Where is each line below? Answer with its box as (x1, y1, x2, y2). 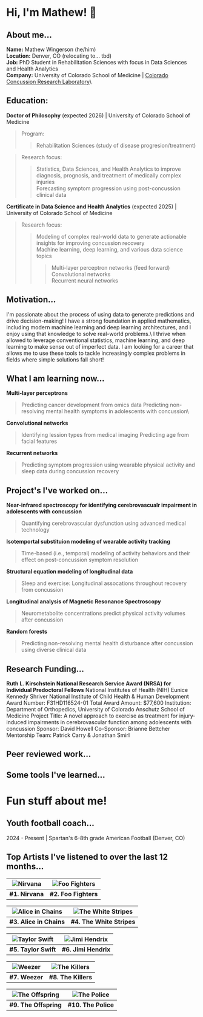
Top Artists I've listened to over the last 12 (6, 852, 168, 862)
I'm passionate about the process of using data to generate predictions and (6, 310, 195, 318)
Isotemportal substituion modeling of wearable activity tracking (6, 538, 171, 546)
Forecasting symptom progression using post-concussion (36, 185, 181, 192)
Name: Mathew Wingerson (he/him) (6, 46, 96, 53)
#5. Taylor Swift (9, 945, 56, 953)
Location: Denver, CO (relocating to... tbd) (6, 52, 112, 60)
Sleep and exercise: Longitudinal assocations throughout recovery (21, 580, 187, 587)
